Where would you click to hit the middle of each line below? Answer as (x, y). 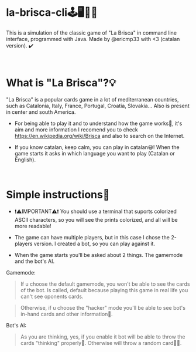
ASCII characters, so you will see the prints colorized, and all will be (96, 219)
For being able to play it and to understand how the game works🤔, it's (98, 123)
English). (25, 160)
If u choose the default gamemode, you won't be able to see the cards (105, 284)
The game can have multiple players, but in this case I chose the (92, 237)
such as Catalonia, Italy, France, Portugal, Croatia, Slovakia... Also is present (98, 106)
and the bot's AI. (34, 261)
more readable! (33, 226)
